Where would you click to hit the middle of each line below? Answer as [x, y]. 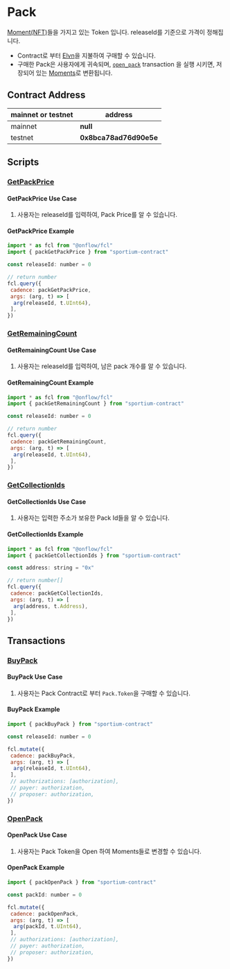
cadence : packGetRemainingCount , [59, 442]
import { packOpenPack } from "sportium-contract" [82, 882]
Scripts [23, 163]
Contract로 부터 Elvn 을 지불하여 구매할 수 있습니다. [86, 55]
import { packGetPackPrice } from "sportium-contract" [88, 252]
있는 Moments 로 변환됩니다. [74, 73]
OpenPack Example [36, 868]
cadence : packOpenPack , [44, 914]
